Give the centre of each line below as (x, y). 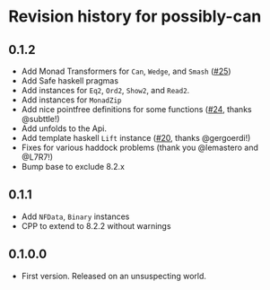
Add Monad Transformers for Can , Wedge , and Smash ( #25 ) (126, 71)
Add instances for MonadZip (71, 100)
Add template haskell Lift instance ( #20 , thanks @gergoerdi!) (136, 138)
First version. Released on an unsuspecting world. (114, 276)
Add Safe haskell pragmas (70, 81)
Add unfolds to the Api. (64, 128)
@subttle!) (40, 119)
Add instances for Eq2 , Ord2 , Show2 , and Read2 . (105, 90)
